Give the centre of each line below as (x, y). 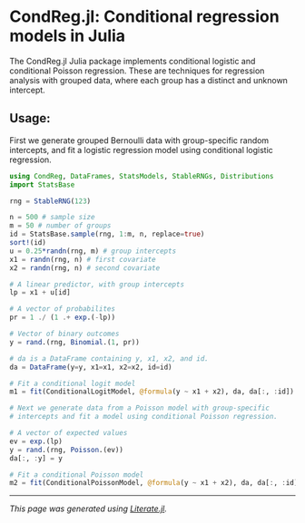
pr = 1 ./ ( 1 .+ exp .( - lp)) (63, 318)
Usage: (30, 118)
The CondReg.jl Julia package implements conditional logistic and (133, 61)
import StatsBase (42, 184)
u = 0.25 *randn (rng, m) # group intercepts (93, 251)
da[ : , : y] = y (36, 458)
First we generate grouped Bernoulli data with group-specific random (139, 140)
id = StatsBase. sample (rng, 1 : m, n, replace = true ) (107, 234)
